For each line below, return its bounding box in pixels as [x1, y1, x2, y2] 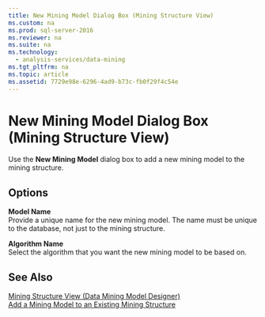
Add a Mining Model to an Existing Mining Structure [8, 300, 176, 309]
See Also [8, 270, 53, 284]
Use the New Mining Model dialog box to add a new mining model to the [8, 155, 245, 164]
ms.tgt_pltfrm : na [8, 63, 69, 71]
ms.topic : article [8, 70, 69, 78]
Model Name [8, 207, 51, 217]
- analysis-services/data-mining [15, 56, 126, 64]
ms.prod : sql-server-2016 [8, 26, 93, 34]
